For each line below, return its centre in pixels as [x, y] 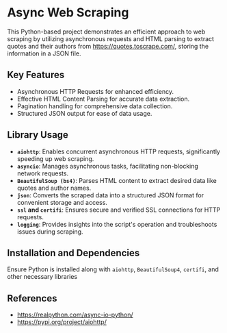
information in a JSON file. [44, 53]
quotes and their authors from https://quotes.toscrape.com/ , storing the [108, 46]
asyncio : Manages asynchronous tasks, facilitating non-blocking [107, 166]
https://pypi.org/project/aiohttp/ [62, 322]
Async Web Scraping [68, 13]
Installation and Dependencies [74, 252]
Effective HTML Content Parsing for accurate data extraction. [103, 99]
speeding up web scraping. [55, 158]
